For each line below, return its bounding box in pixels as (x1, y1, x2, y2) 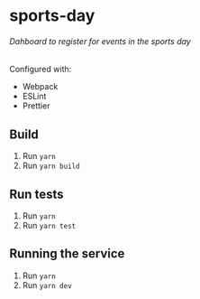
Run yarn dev (22, 279, 72, 290)
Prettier (22, 100, 50, 111)
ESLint (22, 91, 47, 102)
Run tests (9, 186, 64, 201)
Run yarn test (22, 220, 77, 231)
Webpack (22, 81, 59, 92)
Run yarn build (22, 160, 80, 172)
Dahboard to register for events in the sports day (9, 35, 191, 46)
